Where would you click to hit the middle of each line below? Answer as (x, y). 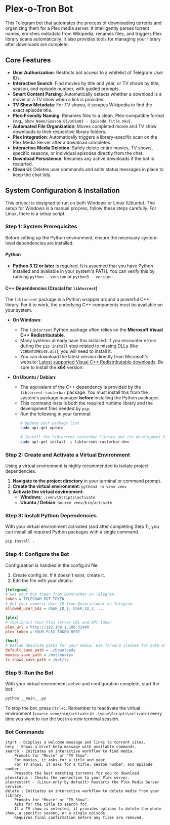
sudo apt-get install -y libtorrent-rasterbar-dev (75, 442)
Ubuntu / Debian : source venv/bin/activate (66, 503)
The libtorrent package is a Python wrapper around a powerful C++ (77, 300)
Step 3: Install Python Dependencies (51, 515)
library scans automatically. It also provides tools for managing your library (83, 39)
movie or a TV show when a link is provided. (59, 99)
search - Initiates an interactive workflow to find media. (70, 751)
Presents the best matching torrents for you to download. (78, 773)
